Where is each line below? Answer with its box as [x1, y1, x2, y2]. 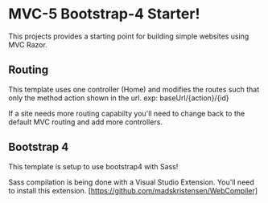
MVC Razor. [8, 39, 48, 49]
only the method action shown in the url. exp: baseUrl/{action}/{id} [8, 93, 229, 103]
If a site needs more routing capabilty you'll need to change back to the [8, 108, 245, 118]
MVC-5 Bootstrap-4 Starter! [8, 5, 200, 23]
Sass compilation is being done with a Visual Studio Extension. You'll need [8, 177, 255, 187]
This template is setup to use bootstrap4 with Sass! [8, 161, 179, 171]
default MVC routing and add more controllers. [8, 117, 163, 127]
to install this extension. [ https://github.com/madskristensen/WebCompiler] [8, 185, 258, 195]
